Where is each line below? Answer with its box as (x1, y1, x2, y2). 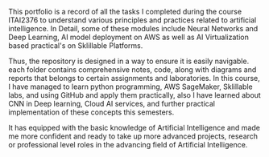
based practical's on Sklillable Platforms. (8, 41, 143, 50)
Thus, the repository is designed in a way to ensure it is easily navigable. (8, 56, 250, 66)
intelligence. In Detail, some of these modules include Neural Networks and (8, 24, 259, 33)
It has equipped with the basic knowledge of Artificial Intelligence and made (8, 123, 260, 132)
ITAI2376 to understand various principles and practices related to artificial (8, 15, 257, 25)
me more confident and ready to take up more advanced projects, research (8, 131, 259, 141)
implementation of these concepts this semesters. (8, 107, 175, 117)
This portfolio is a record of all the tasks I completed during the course (8, 7, 242, 16)
